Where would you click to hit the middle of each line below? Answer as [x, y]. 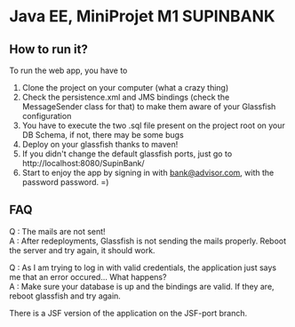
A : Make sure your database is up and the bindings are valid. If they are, [142, 286]
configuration [47, 116]
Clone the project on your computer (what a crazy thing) [125, 88]
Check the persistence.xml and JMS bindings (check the [126, 97]
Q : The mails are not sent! [57, 231]
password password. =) [65, 182]
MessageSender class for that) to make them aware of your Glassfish [149, 107]
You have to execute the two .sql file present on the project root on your [154, 125]
